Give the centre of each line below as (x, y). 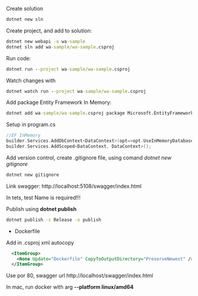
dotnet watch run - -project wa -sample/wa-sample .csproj (76, 91)
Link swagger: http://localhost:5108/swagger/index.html (74, 186)
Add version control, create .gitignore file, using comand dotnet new (89, 157)
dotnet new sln (25, 19)
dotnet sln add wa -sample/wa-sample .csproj (60, 47)
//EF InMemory (24, 135)
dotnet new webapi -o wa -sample (46, 41)
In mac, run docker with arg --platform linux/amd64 (70, 287)
